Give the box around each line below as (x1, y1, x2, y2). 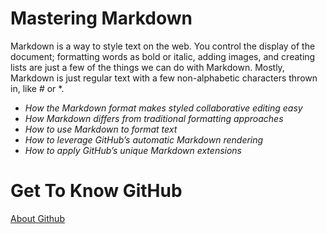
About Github (10, 212, 65, 224)
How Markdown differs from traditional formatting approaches (24, 112, 284, 124)
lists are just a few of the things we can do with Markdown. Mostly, (10, 61, 285, 73)
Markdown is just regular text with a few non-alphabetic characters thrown (10, 72, 318, 84)
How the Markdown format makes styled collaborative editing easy (24, 102, 303, 114)
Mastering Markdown (10, 7, 193, 30)
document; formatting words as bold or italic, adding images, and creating (10, 50, 316, 62)
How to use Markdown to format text (24, 123, 178, 135)
